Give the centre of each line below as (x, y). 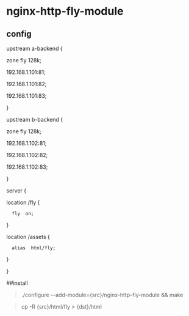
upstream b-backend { (35, 119)
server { (16, 190)
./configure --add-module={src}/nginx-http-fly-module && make (102, 295)
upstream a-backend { (34, 48)
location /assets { (28, 237)
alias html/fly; (34, 248)
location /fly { (23, 202)
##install (17, 283)
